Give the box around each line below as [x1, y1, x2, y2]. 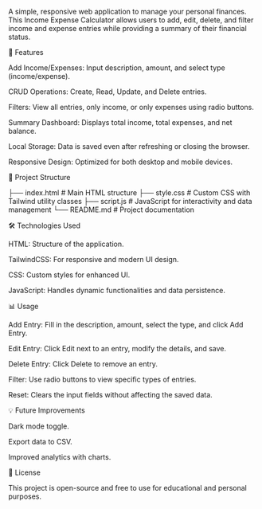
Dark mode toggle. [8, 421, 70, 431]
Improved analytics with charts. [8, 452, 111, 461]
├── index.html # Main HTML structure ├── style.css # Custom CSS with [8, 188, 251, 198]
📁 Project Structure [8, 173, 71, 182]
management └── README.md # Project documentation [8, 205, 195, 214]
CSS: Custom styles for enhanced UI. [8, 270, 131, 280]
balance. [8, 127, 37, 135]
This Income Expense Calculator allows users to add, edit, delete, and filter [8, 15, 254, 25]
